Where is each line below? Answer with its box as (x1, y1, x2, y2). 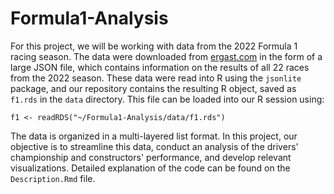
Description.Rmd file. (10, 172, 96, 184)
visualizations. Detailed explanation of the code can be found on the (10, 162, 291, 174)
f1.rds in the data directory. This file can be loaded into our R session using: (10, 93, 325, 105)
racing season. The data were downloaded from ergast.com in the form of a (10, 50, 323, 62)
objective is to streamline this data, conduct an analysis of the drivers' (10, 140, 299, 152)
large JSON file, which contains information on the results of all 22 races (10, 61, 310, 73)
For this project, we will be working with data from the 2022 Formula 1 (10, 40, 298, 52)
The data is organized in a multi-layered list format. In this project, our (10, 130, 298, 142)
